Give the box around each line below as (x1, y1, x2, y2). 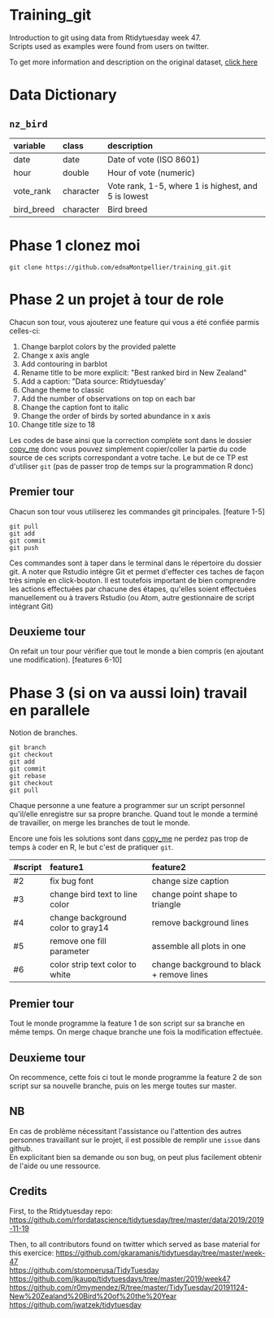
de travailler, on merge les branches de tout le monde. (9, 818, 190, 828)
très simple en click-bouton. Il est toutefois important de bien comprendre (9, 575, 256, 585)
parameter (49, 946, 90, 957)
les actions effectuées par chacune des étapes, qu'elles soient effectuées (9, 584, 257, 594)
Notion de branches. (9, 727, 78, 738)
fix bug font (49, 876, 94, 887)
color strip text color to (49, 959, 137, 970)
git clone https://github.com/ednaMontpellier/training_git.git (9, 263, 232, 271)
